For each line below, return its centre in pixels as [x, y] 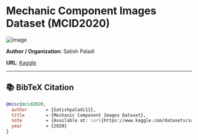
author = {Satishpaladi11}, [54, 110]
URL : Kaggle [21, 63]
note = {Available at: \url [56, 121]
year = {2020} [39, 126]
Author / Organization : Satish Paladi [50, 51]
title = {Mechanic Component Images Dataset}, [79, 115]
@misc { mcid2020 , [26, 104]
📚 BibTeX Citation [40, 88]
